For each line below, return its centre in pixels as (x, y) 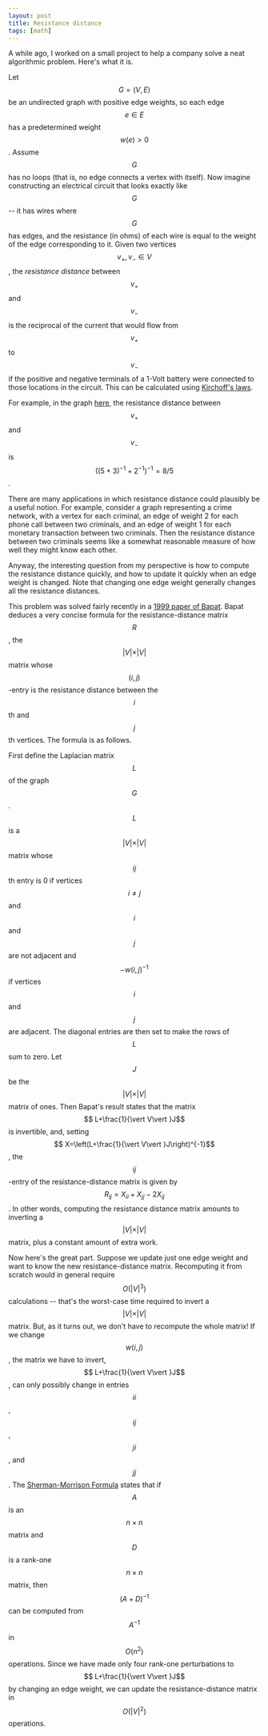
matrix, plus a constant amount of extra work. (83, 1242)
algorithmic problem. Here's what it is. (71, 62)
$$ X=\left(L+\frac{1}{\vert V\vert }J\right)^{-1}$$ (134, 1145)
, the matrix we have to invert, (57, 1359)
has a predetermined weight (55, 127)
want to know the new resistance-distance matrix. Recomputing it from (125, 1266)
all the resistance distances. (54, 591)
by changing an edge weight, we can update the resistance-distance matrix (133, 1689)
